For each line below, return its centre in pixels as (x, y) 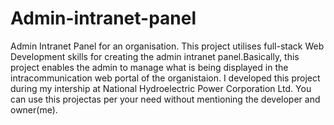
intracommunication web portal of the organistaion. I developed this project (165, 78)
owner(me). (34, 109)
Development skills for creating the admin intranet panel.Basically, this (155, 56)
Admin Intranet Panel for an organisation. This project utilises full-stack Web (167, 46)
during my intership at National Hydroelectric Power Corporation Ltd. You (161, 88)
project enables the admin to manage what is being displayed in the (149, 67)
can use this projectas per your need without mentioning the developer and (165, 99)
